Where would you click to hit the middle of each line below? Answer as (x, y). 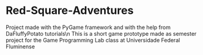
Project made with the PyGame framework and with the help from (88, 27)
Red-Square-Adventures (70, 11)
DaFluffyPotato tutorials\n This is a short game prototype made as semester (101, 33)
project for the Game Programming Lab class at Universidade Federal (93, 40)
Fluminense (20, 47)
